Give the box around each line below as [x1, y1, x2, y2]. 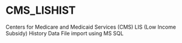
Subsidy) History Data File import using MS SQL [5, 29, 124, 36]
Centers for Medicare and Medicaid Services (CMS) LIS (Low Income [5, 23, 176, 30]
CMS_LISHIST [5, 4, 76, 17]
